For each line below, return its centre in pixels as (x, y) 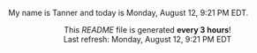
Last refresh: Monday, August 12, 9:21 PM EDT (147, 39)
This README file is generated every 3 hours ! (147, 30)
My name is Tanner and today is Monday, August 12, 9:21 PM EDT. (128, 13)
